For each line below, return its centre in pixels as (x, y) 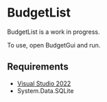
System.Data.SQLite (45, 90)
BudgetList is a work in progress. (53, 32)
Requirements (38, 67)
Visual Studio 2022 (44, 83)
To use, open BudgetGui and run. (54, 45)
